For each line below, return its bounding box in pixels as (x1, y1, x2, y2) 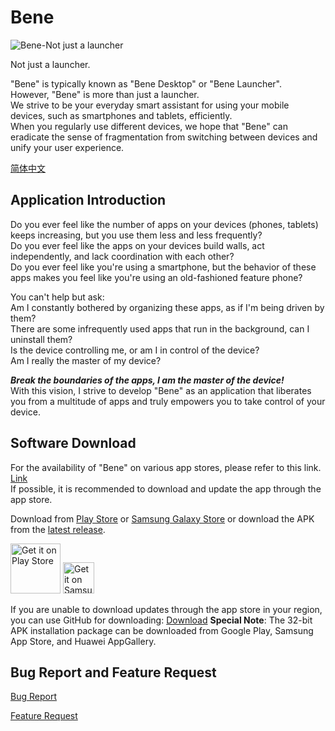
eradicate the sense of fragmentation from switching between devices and (10, 131, 318, 143)
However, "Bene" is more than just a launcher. (10, 88, 200, 100)
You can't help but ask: (10, 291, 105, 303)
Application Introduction (10, 192, 167, 209)
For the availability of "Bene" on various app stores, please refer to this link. (10, 461, 322, 473)
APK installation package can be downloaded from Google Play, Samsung (10, 624, 314, 636)
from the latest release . (10, 523, 106, 535)
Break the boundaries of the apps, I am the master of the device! (10, 374, 285, 386)
